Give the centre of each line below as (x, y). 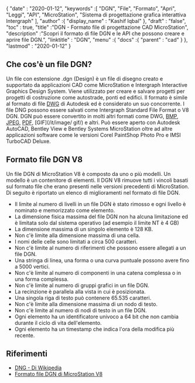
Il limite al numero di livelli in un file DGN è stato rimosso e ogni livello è (100, 204)
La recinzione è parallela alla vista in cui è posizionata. (80, 291)
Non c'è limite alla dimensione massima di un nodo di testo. (86, 304)
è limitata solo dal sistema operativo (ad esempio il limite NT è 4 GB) (97, 222)
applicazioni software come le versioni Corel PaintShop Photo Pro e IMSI (93, 135)
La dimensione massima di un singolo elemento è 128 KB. (84, 229)
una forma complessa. (42, 279)
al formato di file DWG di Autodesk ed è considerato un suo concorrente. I (95, 104)
